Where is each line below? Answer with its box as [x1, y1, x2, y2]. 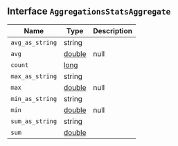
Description [93, 26, 133, 35]
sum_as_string [10, 117, 57, 125]
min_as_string [10, 95, 57, 102]
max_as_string [10, 72, 57, 80]
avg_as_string [10, 38, 57, 46]
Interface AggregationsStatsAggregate [7, 6, 171, 17]
